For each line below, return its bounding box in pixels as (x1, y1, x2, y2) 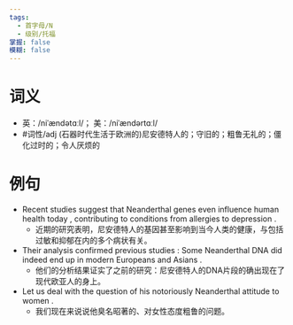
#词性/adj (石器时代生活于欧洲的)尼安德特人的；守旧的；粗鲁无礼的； (21, 129, 274, 140)
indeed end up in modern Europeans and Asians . (21, 254, 203, 265)
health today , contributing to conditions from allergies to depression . (21, 213, 277, 224)
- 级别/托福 (17, 29, 56, 38)
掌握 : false (9, 37, 50, 47)
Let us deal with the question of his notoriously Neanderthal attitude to (21, 286, 280, 297)
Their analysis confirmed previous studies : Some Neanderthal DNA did (21, 245, 283, 255)
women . (21, 296, 55, 306)
